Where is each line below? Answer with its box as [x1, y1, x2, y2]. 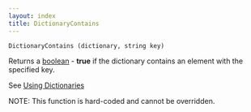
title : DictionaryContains [8, 19, 100, 28]
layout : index [8, 11, 57, 20]
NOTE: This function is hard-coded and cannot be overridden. [8, 96, 215, 106]
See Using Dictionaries [8, 80, 85, 90]
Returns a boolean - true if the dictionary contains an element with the [8, 56, 244, 66]
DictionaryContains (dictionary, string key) [8, 41, 164, 50]
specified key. [8, 64, 55, 74]
